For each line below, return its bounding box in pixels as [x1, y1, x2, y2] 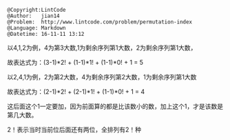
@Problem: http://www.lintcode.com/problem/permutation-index [7, 19, 193, 26]
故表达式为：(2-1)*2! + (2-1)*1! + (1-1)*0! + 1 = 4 [7, 88, 145, 96]
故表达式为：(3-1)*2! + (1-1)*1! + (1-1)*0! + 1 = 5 [7, 59, 143, 66]
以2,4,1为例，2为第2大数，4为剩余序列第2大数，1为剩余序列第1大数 [7, 73, 197, 81]
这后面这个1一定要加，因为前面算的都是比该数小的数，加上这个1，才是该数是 [7, 102, 224, 110]
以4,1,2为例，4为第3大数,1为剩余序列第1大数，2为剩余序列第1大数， [7, 43, 197, 52]
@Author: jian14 [7, 12, 60, 19]
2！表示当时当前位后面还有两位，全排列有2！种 [7, 126, 142, 134]
